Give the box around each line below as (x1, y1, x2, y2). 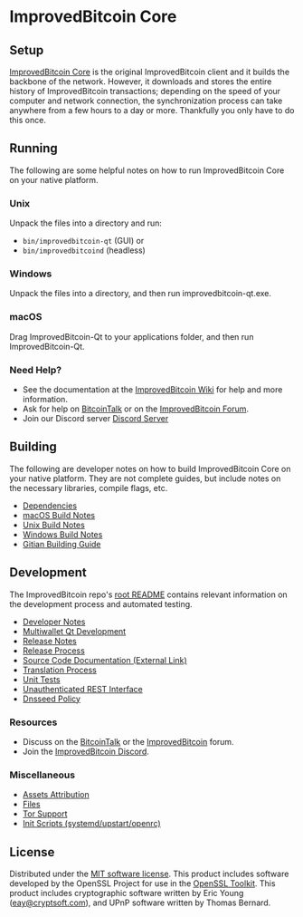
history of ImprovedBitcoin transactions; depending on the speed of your (9, 86, 281, 96)
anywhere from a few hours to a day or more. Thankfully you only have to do (9, 105, 295, 115)
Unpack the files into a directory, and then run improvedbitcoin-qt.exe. (9, 288, 272, 299)
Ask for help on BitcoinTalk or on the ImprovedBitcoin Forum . (22, 403, 249, 414)
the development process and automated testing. (9, 598, 193, 609)
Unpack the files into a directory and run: (9, 217, 163, 228)
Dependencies (22, 500, 78, 511)
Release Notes (22, 635, 77, 646)
